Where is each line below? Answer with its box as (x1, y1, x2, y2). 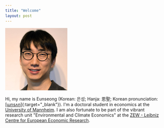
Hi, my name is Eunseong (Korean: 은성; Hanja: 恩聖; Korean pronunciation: (5, 96, 158, 102)
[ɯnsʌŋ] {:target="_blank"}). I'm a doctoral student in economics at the (5, 101, 150, 107)
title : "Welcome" (5, 8, 41, 13)
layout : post (5, 13, 32, 18)
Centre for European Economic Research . (5, 117, 90, 123)
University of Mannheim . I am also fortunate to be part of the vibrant (5, 107, 145, 113)
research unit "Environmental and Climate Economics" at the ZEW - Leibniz (5, 112, 159, 118)
